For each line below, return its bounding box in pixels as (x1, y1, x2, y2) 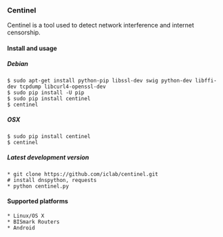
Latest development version (7, 153, 89, 161)
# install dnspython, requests (7, 177, 97, 183)
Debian (7, 60, 29, 68)
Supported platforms (7, 197, 69, 205)
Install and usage (7, 44, 57, 52)
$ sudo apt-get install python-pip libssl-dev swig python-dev (7, 77, 193, 84)
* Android (7, 225, 36, 232)
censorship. (7, 28, 41, 36)
